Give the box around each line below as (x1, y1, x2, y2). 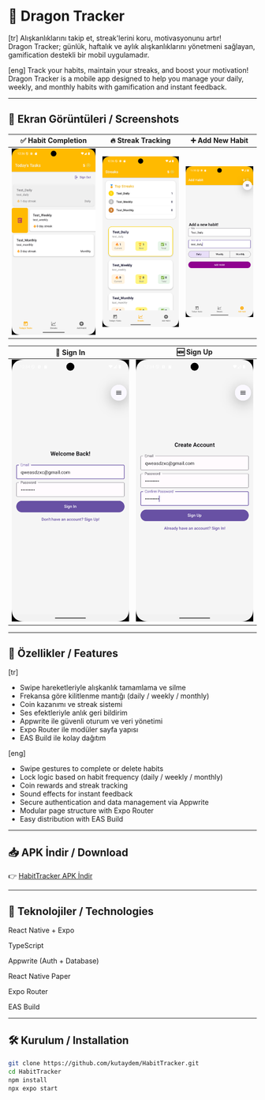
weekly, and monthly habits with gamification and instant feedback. (8, 82, 227, 92)
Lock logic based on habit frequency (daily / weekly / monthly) (19, 773, 223, 782)
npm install (8, 1075, 47, 1084)
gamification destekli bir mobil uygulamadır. (8, 50, 150, 59)
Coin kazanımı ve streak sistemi (19, 700, 123, 709)
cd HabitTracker (8, 1068, 62, 1075)
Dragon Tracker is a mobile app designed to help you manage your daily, (8, 74, 244, 83)
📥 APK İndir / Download (8, 845, 129, 859)
